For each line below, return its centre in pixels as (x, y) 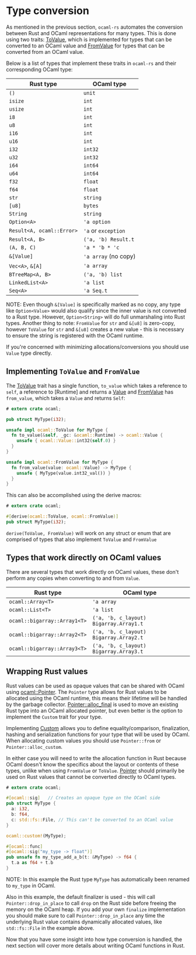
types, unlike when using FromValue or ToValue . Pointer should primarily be (95, 771)
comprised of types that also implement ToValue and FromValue (81, 539)
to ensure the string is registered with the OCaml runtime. (75, 336)
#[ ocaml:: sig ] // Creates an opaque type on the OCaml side (83, 798)
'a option (97, 222)
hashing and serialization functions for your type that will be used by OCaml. (98, 734)
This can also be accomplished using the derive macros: (74, 495)
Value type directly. (29, 353)
